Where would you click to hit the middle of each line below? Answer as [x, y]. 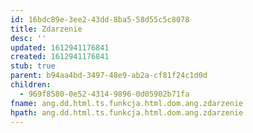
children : [31, 85]
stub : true [33, 66]
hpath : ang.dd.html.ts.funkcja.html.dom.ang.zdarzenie [127, 112]
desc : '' [28, 38]
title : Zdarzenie [46, 29]
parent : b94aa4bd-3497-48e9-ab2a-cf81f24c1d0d [109, 76]
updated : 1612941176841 [60, 47]
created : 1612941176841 [60, 57]
